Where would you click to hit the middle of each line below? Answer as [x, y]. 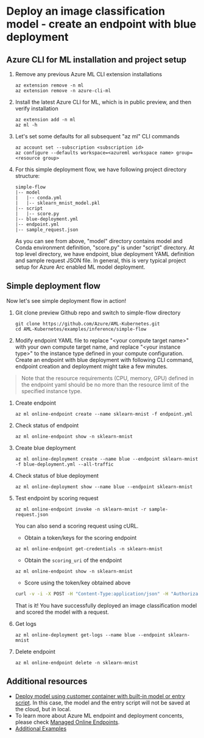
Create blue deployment [45, 448]
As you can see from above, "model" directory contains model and [99, 241]
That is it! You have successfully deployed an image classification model [106, 605]
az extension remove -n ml [49, 85]
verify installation [37, 108]
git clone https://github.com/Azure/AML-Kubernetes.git [87, 324]
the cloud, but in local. [43, 709]
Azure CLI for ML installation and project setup [97, 59]
